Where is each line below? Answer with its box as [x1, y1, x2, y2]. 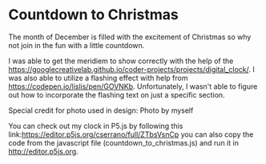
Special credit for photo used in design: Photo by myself [8, 106, 194, 115]
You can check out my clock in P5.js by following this [8, 121, 183, 130]
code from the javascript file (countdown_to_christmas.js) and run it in [8, 138, 239, 147]
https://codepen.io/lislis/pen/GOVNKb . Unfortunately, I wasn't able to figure [8, 82, 258, 91]
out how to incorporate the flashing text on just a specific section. [8, 90, 226, 99]
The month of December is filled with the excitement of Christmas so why [8, 32, 252, 42]
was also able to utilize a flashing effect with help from [8, 73, 188, 82]
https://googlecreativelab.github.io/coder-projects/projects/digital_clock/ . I [8, 64, 255, 74]
